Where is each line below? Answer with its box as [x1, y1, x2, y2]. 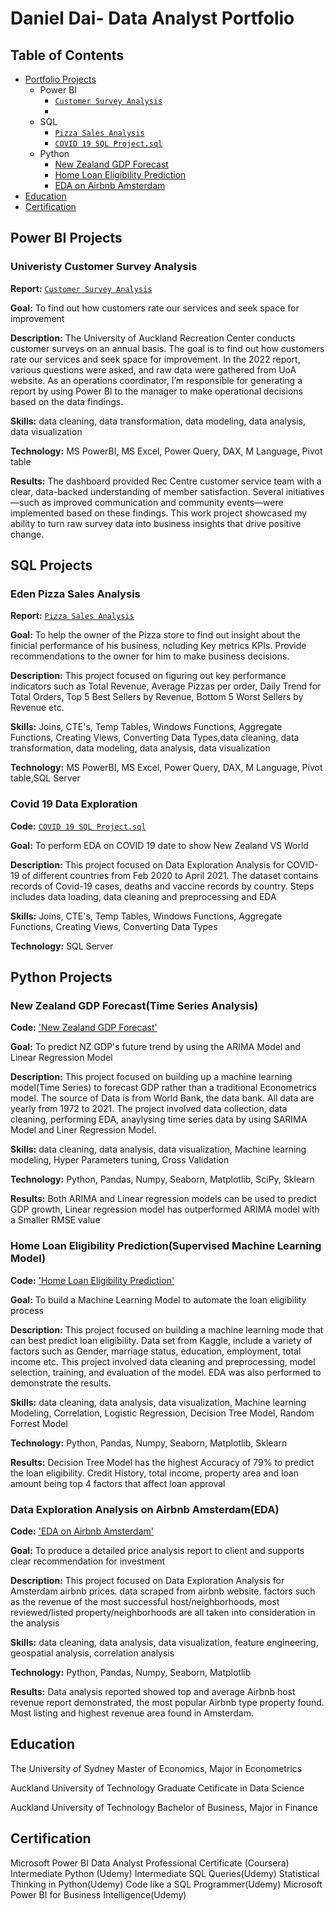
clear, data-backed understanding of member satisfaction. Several [10, 485, 284, 497]
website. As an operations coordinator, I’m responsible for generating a [10, 374, 303, 386]
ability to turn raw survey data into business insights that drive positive [10, 517, 302, 529]
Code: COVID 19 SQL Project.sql [10, 820, 147, 832]
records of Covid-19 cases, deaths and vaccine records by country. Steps [10, 880, 315, 892]
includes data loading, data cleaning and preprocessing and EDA [10, 890, 277, 902]
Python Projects [10, 969, 113, 986]
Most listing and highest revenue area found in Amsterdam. [10, 1707, 254, 1719]
